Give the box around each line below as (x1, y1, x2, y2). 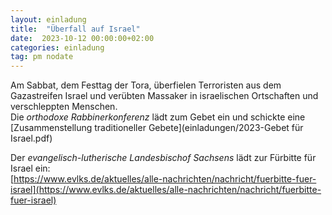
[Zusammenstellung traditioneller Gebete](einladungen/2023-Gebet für (10, 122, 304, 134)
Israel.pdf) (10, 132, 53, 145)
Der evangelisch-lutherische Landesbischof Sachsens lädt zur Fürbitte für (10, 152, 317, 164)
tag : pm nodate (10, 52, 74, 62)
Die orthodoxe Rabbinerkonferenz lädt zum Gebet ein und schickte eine (10, 111, 306, 123)
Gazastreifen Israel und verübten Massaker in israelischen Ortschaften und (10, 90, 319, 102)
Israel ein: (10, 162, 51, 175)
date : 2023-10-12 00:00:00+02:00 (10, 33, 155, 43)
